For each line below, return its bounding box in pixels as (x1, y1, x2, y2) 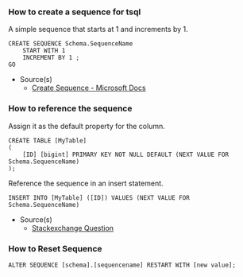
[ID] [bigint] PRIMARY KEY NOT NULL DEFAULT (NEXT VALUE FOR (22, 150, 229, 158)
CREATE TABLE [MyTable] (8, 136, 87, 145)
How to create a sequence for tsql (8, 6, 141, 18)
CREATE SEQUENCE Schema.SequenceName (8, 40, 133, 48)
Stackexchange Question (31, 223, 114, 232)
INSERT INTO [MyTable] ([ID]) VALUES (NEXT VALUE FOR (8, 193, 191, 201)
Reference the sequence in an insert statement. (8, 178, 164, 188)
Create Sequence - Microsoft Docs (31, 83, 146, 93)
